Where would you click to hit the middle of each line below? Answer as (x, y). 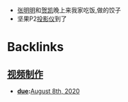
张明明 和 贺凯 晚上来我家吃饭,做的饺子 (69, 10)
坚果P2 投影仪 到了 (42, 19)
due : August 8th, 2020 (48, 91)
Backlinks (36, 47)
